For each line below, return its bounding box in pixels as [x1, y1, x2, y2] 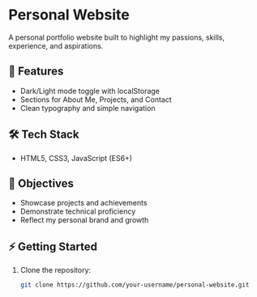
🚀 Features [8, 65, 64, 78]
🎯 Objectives [8, 176, 75, 190]
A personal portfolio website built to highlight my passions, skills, [8, 32, 225, 42]
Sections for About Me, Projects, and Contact [19, 95, 172, 104]
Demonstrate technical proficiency [19, 206, 136, 216]
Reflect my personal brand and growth [19, 215, 149, 225]
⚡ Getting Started [8, 240, 97, 253]
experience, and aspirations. [8, 40, 104, 50]
